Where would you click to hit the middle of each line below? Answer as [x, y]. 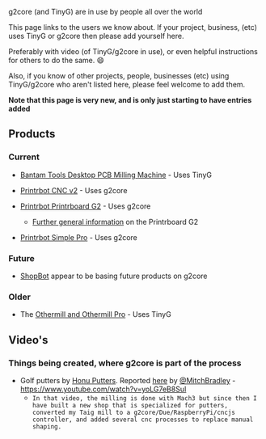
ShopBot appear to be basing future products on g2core [114, 276]
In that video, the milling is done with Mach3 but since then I [144, 398]
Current [24, 157]
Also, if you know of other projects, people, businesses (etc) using [119, 76]
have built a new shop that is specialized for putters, [130, 405]
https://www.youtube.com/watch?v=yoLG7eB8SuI [103, 389]
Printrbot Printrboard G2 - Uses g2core [85, 206]
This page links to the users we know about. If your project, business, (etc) [133, 27]
